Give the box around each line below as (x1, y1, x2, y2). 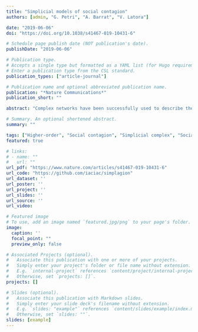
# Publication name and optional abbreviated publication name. (6, 84, 167, 90)
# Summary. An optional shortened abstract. (6, 116, 117, 122)
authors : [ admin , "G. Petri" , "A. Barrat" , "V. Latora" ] (6, 14, 149, 20)
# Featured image (6, 214, 49, 220)
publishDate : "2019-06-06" (6, 47, 72, 52)
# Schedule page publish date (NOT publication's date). (6, 41, 149, 47)
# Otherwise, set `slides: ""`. (6, 311, 91, 318)
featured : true (6, 138, 44, 144)
